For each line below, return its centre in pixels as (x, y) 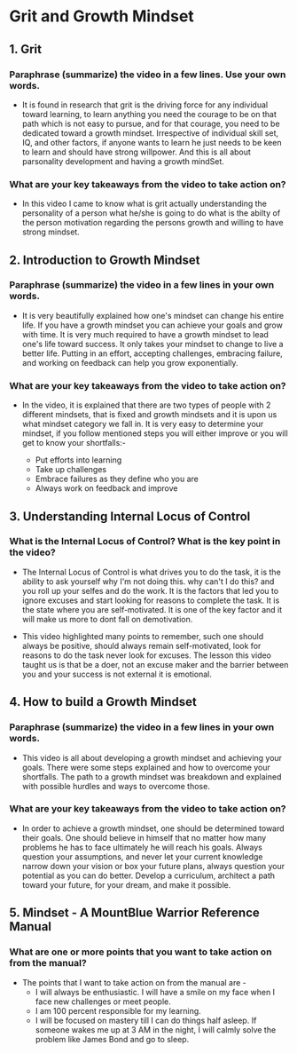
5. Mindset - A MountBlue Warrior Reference (134, 913)
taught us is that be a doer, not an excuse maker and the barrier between (155, 664)
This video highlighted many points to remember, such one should (143, 636)
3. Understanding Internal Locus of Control (130, 516)
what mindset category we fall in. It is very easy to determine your (143, 424)
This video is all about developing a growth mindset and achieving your (152, 757)
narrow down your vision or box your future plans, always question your (153, 866)
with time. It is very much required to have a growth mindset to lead (145, 334)
